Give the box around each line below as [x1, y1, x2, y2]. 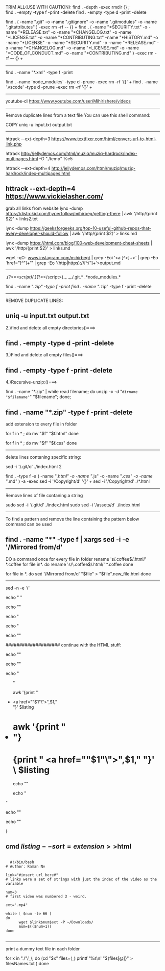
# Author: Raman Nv [5, 864, 46, 869]
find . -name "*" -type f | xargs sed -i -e [5, 535, 129, 544]
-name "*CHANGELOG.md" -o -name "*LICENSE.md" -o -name [9, 45, 139, 50]
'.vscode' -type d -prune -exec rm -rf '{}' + [5, 84, 93, 90]
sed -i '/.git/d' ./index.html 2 [5, 464, 62, 470]
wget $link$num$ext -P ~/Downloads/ [18, 920, 94, 924]
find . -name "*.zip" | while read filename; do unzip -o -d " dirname [5, 389, 138, 395]
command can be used [5, 522, 52, 527]
